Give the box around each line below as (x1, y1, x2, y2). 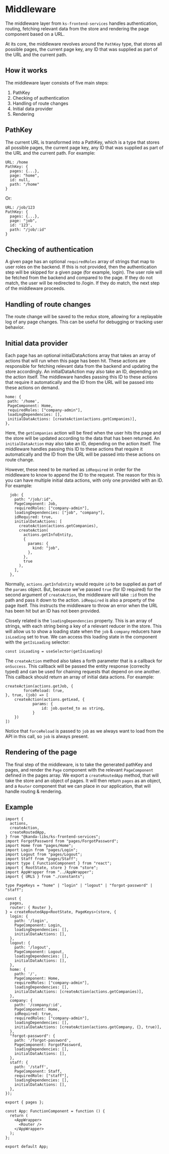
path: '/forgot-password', (14, 1038, 71, 1043)
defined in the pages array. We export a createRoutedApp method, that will (5, 772, 159, 778)
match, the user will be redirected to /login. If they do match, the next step (5, 280, 160, 286)
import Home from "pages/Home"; (5, 843, 73, 848)
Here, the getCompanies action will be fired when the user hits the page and (5, 430, 161, 436)
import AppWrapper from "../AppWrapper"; (5, 869, 94, 875)
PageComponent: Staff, (14, 1068, 62, 1074)
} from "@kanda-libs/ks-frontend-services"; (5, 834, 101, 839)
